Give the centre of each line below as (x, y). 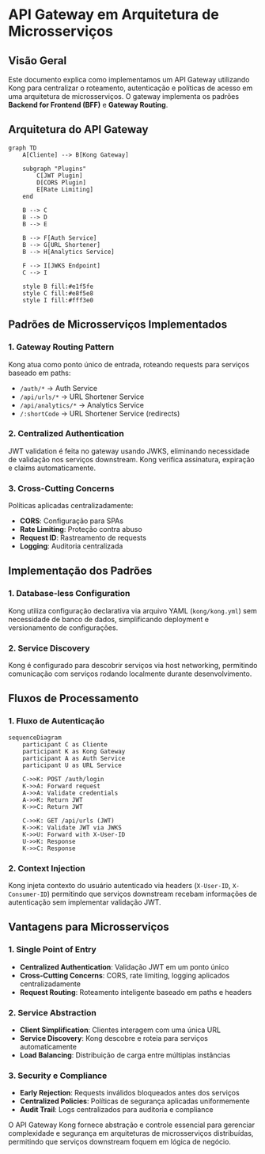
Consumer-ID (28, 895)
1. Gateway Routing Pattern (61, 347)
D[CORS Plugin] (62, 182)
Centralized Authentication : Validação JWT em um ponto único (124, 966)
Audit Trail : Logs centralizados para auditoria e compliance (116, 1110)
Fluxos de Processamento (74, 698)
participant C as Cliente (65, 744)
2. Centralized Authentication (66, 434)
